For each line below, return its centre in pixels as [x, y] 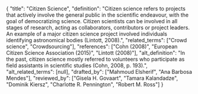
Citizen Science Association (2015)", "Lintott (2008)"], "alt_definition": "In [96, 53]
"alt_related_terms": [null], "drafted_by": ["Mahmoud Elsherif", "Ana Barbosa [99, 72]
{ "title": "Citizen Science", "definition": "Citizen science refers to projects [96, 9]
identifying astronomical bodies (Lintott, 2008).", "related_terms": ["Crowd [97, 40]
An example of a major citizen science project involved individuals [87, 34]
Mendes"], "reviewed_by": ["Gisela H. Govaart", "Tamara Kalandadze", [92, 78]
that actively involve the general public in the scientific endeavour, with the [97, 15]
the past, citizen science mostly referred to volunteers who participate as [95, 59]
